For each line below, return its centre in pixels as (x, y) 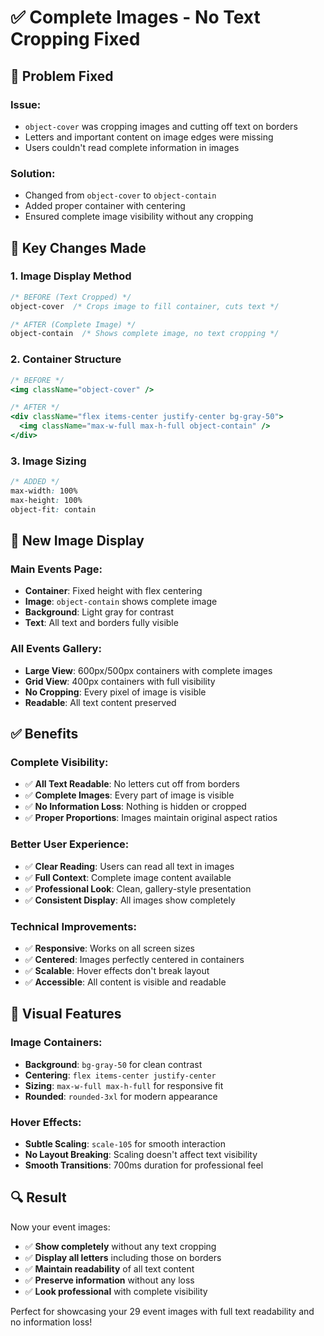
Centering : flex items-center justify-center (120, 1075)
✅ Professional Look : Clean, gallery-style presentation (138, 888)
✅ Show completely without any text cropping (120, 1246)
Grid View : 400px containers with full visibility (120, 681)
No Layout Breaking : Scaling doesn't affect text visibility (141, 1154)
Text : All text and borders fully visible (101, 623)
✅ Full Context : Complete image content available (128, 877)
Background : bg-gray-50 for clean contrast (113, 1064)
